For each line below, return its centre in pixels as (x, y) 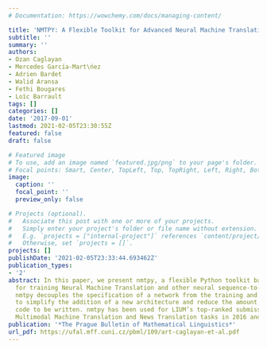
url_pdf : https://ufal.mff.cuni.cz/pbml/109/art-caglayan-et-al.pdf (124, 332)
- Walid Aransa (33, 81)
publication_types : (41, 265)
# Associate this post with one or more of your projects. (112, 221)
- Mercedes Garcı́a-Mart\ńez (55, 67)
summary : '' (28, 44)
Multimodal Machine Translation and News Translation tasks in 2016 (131, 317)
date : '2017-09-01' (41, 119)
